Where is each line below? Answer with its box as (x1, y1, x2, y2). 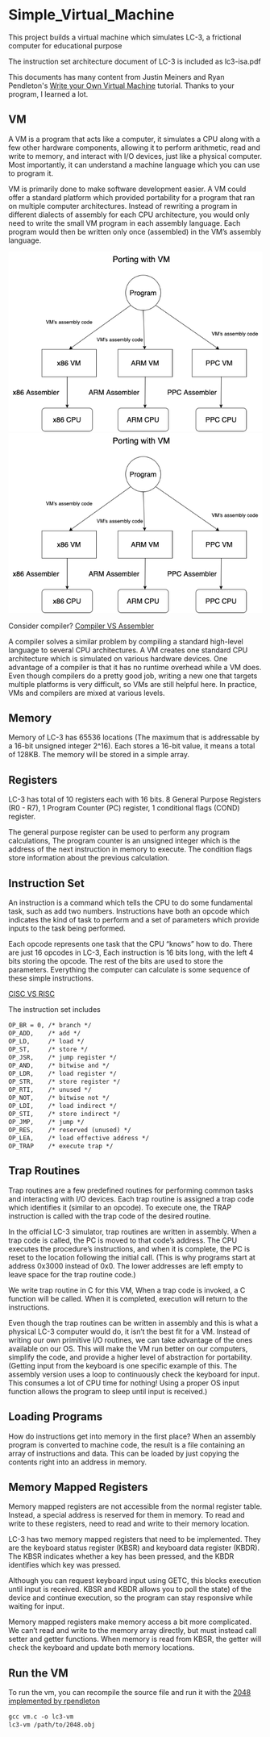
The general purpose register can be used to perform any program (8, 827, 231, 837)
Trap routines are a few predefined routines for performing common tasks (8, 1185, 254, 1195)
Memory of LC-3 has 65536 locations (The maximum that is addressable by (8, 732, 260, 743)
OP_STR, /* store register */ (8, 1077, 121, 1085)
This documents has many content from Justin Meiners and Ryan (8, 72, 225, 81)
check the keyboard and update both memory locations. (8, 1643, 195, 1652)
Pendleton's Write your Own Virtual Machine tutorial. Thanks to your (8, 81, 235, 90)
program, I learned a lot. (8, 89, 89, 98)
